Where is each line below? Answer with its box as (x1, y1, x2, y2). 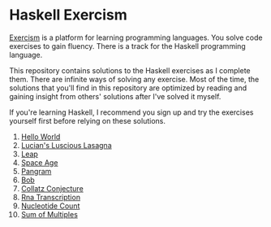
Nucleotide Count (20, 201, 80, 211)
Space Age (20, 157, 58, 168)
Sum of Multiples (20, 209, 78, 219)
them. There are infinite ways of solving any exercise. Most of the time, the (9, 74, 260, 84)
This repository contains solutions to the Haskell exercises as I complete (9, 65, 251, 75)
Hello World (20, 132, 61, 142)
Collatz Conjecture (20, 183, 84, 193)
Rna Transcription (20, 192, 80, 202)
